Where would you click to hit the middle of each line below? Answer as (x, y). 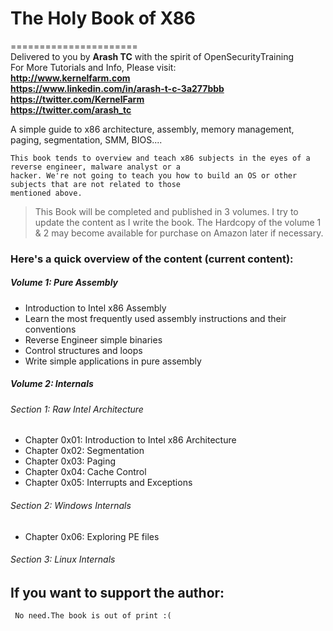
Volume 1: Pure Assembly (64, 283)
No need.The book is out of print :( (93, 616)
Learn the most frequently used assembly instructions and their (155, 318)
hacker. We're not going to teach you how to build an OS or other (154, 175)
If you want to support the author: (117, 592)
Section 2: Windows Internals (71, 505)
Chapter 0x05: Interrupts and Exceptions (108, 483)
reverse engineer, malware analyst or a (96, 167)
